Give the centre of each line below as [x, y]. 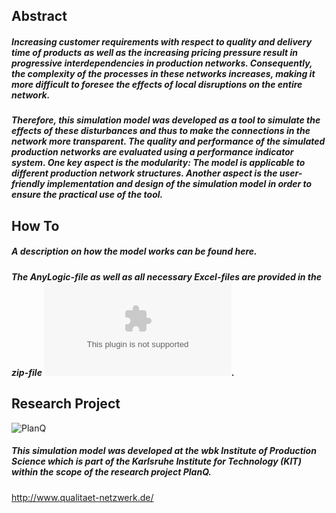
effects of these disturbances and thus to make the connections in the [161, 131]
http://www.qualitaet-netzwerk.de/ [82, 497]
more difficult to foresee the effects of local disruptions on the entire [157, 84]
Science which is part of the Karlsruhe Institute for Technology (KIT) [156, 461]
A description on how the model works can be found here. [134, 251]
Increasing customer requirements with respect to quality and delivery [162, 41]
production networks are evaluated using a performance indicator [152, 152]
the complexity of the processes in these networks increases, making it [163, 73]
